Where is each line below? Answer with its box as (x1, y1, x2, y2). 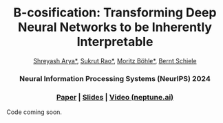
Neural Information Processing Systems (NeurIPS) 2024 (19, 74, 211, 83)
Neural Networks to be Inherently (17, 19, 213, 35)
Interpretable (76, 34, 153, 49)
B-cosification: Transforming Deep (13, 5, 217, 21)
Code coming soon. (6, 108, 63, 116)
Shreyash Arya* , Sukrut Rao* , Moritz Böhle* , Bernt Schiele (33, 56, 197, 65)
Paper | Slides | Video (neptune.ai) (56, 92, 174, 102)
